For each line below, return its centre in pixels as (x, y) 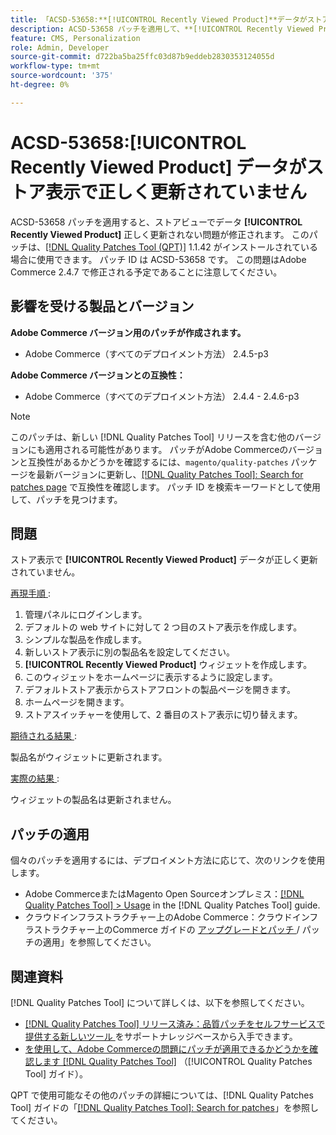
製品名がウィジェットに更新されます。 (89, 757)
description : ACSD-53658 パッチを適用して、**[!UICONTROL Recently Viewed (162, 29)
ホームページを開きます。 (77, 702)
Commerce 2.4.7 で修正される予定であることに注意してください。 (146, 272)
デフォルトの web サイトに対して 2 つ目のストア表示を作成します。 (163, 627)
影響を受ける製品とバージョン (102, 306)
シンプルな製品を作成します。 (85, 640)
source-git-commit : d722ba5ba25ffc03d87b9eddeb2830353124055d (142, 57)
